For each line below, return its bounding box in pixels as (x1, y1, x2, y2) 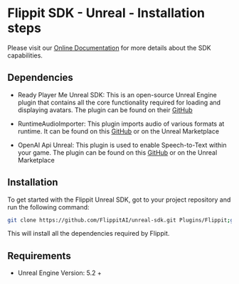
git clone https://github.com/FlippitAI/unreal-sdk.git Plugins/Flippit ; (7, 217, 231, 224)
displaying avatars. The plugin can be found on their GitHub (17, 105, 193, 114)
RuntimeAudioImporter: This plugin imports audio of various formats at (17, 119, 225, 128)
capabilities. (7, 51, 43, 60)
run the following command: (7, 202, 90, 211)
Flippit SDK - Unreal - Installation (7, 5, 205, 21)
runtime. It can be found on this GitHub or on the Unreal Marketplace (17, 126, 219, 136)
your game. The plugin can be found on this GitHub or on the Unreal (17, 148, 218, 157)
